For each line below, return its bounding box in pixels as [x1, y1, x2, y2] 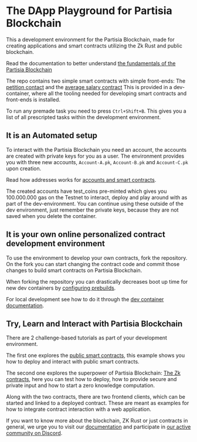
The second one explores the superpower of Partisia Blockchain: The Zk [6, 369, 181, 376]
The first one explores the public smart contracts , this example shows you [6, 352, 185, 359]
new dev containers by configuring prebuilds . [6, 284, 116, 291]
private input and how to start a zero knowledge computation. [6, 382, 155, 389]
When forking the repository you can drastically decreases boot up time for [6, 278, 188, 285]
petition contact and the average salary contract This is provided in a [6, 83, 172, 90]
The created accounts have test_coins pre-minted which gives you [6, 188, 167, 195]
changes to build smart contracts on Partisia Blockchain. [6, 267, 142, 274]
